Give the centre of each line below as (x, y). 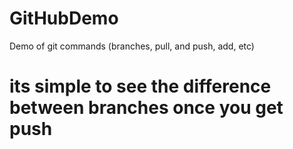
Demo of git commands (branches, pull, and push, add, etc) (132, 46)
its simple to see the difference (140, 86)
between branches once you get (146, 108)
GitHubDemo (64, 18)
